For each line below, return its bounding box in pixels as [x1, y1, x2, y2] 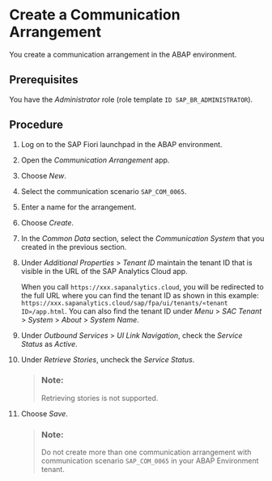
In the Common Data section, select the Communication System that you [20, 233, 265, 243]
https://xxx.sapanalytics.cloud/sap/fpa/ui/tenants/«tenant [20, 299, 228, 307]
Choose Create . [20, 217, 74, 227]
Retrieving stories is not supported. [40, 393, 159, 403]
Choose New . [20, 171, 67, 180]
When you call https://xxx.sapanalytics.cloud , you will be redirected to [20, 281, 264, 292]
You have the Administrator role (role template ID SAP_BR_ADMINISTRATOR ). [9, 95, 253, 104]
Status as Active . [20, 339, 78, 348]
